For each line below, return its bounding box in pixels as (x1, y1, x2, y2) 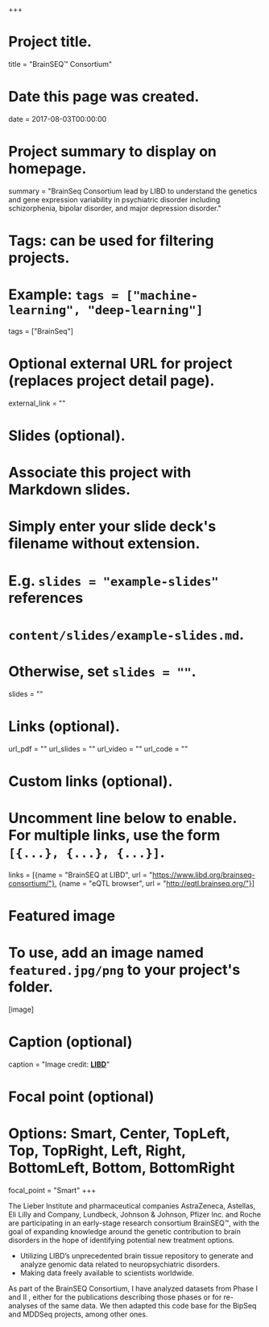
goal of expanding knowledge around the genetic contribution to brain (8, 1227, 242, 1236)
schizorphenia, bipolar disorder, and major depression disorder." (8, 203, 221, 213)
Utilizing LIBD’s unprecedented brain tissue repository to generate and (19, 1251, 254, 1260)
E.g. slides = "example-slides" (8, 572, 219, 589)
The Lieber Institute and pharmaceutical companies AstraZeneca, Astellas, (8, 1201, 256, 1210)
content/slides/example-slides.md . (8, 626, 244, 643)
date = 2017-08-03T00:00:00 (8, 114, 107, 123)
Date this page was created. (8, 88, 200, 106)
